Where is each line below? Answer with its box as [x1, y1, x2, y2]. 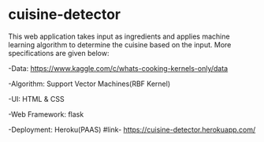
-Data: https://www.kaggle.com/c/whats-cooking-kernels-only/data [8, 63, 229, 73]
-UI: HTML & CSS [8, 94, 65, 103]
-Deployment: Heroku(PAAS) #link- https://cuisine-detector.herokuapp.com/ [8, 125, 256, 134]
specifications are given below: [8, 48, 110, 58]
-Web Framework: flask [8, 109, 84, 119]
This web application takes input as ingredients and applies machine [8, 32, 230, 41]
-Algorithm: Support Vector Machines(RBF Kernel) [8, 79, 171, 88]
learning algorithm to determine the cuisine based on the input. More [8, 39, 232, 49]
